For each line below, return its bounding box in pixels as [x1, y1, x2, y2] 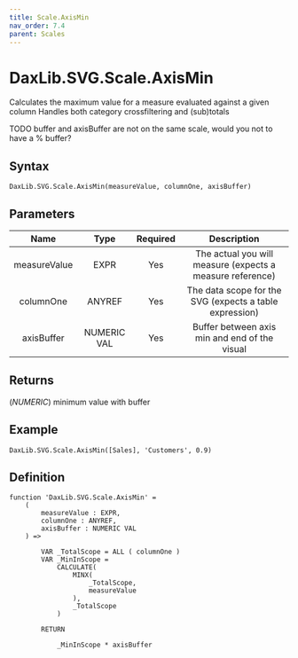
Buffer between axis [192, 320, 277, 333]
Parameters [9, 206, 75, 222]
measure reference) [192, 270, 277, 282]
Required [136, 232, 176, 245]
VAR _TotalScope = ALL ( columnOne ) [41, 547, 180, 557]
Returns [9, 373, 55, 388]
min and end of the [194, 332, 274, 344]
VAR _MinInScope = [41, 555, 109, 564]
